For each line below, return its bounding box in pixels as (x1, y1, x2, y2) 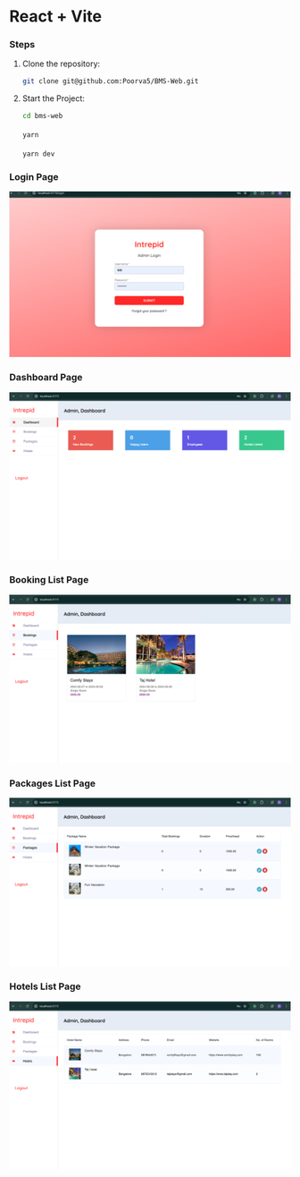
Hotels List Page (9, 980, 81, 993)
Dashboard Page (9, 371, 83, 384)
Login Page (9, 170, 60, 183)
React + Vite (9, 6, 103, 27)
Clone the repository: (21, 58, 101, 69)
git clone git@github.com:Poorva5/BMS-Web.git (21, 77, 199, 86)
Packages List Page (9, 777, 96, 789)
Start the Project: (21, 93, 85, 104)
